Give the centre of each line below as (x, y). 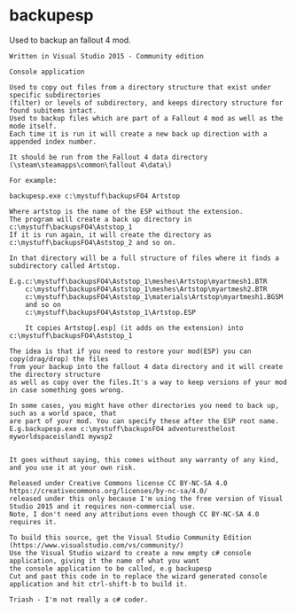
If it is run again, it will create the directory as (111, 235)
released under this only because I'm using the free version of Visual (146, 499)
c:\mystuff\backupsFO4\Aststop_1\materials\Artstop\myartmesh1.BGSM (154, 297)
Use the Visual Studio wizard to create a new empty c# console (130, 553)
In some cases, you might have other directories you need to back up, (144, 405)
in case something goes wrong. (67, 390)
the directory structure (55, 374)
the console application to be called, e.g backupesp (111, 569)
